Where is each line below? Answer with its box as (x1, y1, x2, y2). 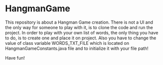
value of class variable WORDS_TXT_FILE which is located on (5, 40, 130, 46)
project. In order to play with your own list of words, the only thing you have (5, 30, 159, 35)
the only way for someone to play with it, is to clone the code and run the (5, 24, 154, 30)
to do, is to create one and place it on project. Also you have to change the (5, 35, 157, 41)
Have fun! (5, 55, 25, 61)
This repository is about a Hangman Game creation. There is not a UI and (5, 19, 154, 25)
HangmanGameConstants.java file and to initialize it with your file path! (5, 45, 149, 51)
